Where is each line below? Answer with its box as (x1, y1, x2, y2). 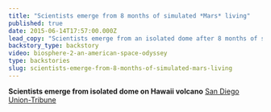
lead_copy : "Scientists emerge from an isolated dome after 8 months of (8, 34, 258, 43)
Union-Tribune (8, 94, 56, 105)
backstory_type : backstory (8, 42, 99, 50)
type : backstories (8, 57, 70, 65)
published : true (8, 19, 63, 27)
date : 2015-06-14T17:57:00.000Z (8, 27, 117, 35)
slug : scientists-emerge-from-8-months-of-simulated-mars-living (8, 64, 232, 73)
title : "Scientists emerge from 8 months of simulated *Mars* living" (8, 11, 251, 20)
